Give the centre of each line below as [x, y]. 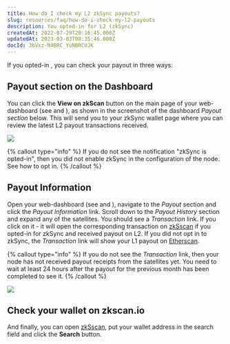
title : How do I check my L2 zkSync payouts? [73, 13]
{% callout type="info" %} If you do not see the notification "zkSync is [107, 151]
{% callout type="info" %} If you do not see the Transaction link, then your [113, 254]
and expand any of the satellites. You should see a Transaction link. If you [112, 219]
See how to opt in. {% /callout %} [54, 166]
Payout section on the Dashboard [80, 87]
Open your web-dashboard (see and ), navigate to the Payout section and [112, 204]
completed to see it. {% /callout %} [57, 276]
